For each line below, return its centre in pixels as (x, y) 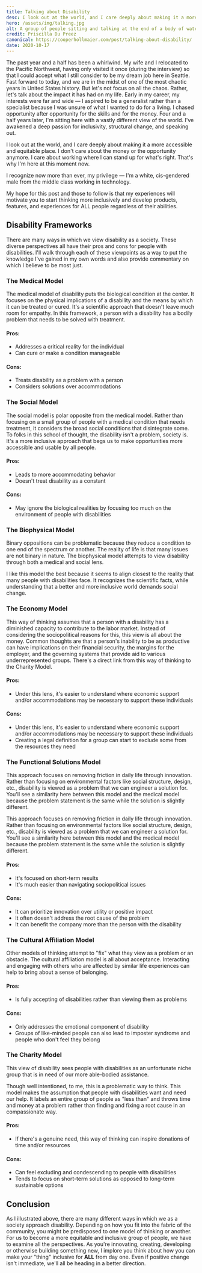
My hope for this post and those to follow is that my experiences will (91, 193)
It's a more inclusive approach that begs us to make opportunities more (95, 441)
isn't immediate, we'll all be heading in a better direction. (76, 1263)
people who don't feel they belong (57, 1039)
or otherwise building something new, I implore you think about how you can (101, 1251)
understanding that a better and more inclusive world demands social (92, 587)
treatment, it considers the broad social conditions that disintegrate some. (98, 428)
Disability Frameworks (49, 225)
